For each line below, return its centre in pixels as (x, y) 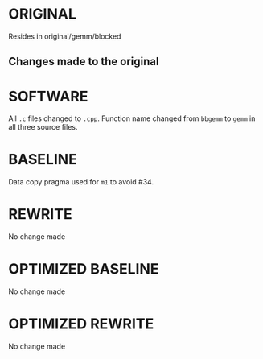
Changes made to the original (84, 62)
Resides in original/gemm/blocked (65, 36)
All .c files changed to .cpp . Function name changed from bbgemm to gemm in (132, 118)
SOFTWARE (48, 96)
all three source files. (43, 127)
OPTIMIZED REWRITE (81, 324)
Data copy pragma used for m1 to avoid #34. (81, 182)
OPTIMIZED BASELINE (84, 269)
